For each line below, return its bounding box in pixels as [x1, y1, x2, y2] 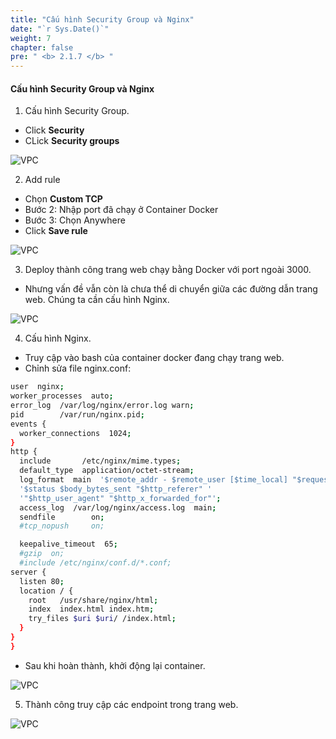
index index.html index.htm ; [28, 604, 155, 615]
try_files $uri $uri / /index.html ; [28, 614, 177, 624]
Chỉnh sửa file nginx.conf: [24, 362, 132, 375]
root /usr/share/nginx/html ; [28, 595, 159, 605]
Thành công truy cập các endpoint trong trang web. [24, 698, 239, 710]
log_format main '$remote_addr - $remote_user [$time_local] [19, 475, 288, 485]
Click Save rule [24, 225, 88, 237]
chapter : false [10, 42, 74, 53]
